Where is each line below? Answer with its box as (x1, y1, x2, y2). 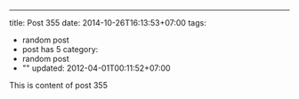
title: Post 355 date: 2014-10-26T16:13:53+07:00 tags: (9, 18, 206, 27)
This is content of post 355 (9, 80, 109, 90)
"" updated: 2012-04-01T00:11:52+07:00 (21, 63, 171, 73)
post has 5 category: (21, 44, 99, 54)
